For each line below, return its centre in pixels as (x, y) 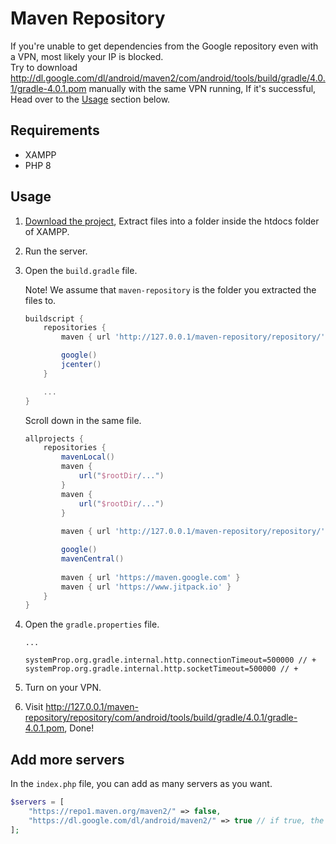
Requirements (55, 130)
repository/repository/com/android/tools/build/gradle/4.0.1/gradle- (161, 718)
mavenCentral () (93, 559)
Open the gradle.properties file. (92, 624)
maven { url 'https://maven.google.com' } (151, 577)
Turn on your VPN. (63, 688)
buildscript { (54, 318)
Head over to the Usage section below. (90, 99)
